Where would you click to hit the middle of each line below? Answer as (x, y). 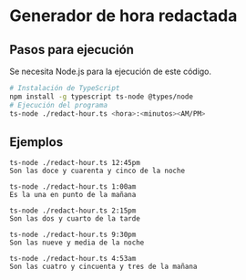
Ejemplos (36, 142)
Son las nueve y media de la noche (77, 243)
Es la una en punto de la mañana (73, 195)
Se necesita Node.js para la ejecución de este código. (111, 71)
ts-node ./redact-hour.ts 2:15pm (73, 211)
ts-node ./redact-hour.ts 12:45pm (75, 163)
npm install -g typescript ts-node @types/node (102, 97)
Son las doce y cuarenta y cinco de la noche (97, 171)
